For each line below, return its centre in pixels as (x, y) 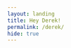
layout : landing (31, 14)
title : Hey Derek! (34, 20)
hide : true (23, 34)
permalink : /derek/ (36, 27)
